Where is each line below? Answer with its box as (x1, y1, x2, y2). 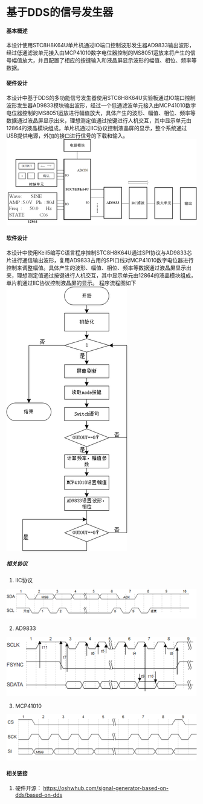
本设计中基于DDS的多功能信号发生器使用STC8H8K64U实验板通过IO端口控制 (6, 94, 196, 101)
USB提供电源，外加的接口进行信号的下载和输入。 (6, 131, 129, 139)
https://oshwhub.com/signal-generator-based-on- (43, 784, 169, 791)
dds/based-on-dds (14, 791, 63, 799)
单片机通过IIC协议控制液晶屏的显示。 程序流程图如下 (6, 279, 137, 287)
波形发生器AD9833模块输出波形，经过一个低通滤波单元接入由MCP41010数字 (6, 101, 196, 109)
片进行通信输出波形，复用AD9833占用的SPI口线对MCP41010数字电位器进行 (6, 256, 194, 264)
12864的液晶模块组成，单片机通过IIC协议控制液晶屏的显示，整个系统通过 (6, 124, 187, 131)
